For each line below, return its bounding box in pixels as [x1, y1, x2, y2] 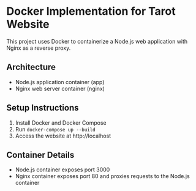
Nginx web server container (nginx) [15, 85, 105, 92]
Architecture [6, 62, 56, 72]
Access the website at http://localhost [15, 132, 111, 139]
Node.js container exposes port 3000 [15, 166, 110, 173]
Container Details [6, 149, 75, 160]
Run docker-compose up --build [15, 125, 96, 133]
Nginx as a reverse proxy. [6, 44, 71, 52]
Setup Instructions [6, 103, 79, 113]
